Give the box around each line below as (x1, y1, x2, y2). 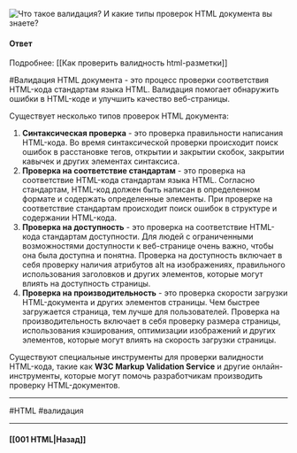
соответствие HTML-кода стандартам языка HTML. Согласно (21, 175, 255, 186)
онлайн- (251, 361, 284, 372)
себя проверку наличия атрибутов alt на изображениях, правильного (21, 259, 286, 270)
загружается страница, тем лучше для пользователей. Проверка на (21, 306, 280, 318)
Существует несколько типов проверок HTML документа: (9, 111, 230, 121)
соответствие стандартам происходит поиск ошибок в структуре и (21, 203, 278, 214)
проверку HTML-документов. (9, 380, 121, 391)
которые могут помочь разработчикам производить (64, 371, 263, 381)
